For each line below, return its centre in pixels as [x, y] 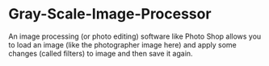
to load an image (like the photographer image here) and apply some [122, 44]
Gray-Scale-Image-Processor [110, 14]
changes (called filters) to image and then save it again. [101, 53]
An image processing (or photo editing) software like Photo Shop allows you [135, 36]
